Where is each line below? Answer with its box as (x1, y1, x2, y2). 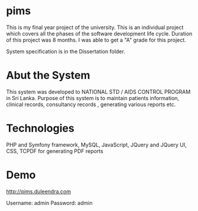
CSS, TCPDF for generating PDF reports (6, 147, 103, 155)
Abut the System (6, 69, 90, 82)
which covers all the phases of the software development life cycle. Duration (6, 30, 193, 37)
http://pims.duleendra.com (6, 188, 72, 195)
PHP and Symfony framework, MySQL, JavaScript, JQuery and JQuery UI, (6, 141, 187, 148)
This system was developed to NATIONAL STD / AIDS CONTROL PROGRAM (6, 88, 191, 95)
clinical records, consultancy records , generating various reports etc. (6, 101, 176, 108)
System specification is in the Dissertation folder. (6, 47, 125, 55)
